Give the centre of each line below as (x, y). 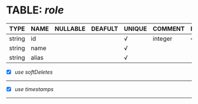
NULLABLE (70, 29)
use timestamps (34, 89)
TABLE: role (35, 10)
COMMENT (169, 29)
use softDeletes (34, 72)
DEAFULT (105, 29)
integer (162, 39)
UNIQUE (135, 29)
